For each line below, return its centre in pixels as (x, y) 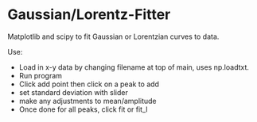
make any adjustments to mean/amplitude (88, 101)
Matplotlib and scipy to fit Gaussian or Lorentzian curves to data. (113, 36)
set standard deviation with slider (73, 92)
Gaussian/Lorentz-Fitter (89, 15)
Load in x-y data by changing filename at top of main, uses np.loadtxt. (134, 67)
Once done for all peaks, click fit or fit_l (83, 109)
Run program (41, 75)
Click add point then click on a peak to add (89, 84)
